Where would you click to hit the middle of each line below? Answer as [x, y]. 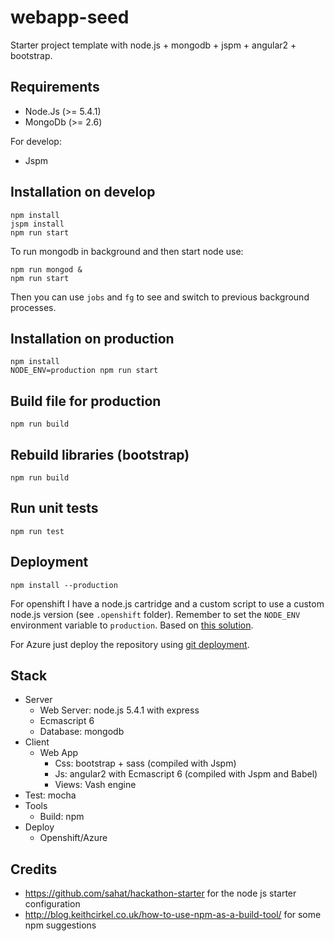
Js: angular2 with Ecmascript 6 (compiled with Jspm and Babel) [186, 774]
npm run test [37, 531]
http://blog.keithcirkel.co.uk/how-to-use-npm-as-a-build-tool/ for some [173, 915]
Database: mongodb [82, 732]
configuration [52, 904]
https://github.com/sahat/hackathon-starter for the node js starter [160, 893]
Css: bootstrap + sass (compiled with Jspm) [145, 763]
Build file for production [86, 401]
